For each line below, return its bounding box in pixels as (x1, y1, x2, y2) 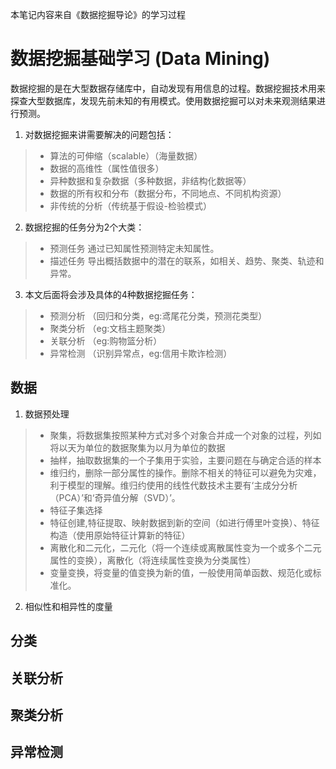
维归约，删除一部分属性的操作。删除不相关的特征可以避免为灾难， (49, 466, 322, 478)
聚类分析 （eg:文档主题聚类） (49, 322, 172, 334)
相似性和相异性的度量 (24, 600, 113, 612)
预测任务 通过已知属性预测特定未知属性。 (49, 242, 220, 254)
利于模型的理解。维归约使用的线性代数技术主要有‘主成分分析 (49, 479, 298, 491)
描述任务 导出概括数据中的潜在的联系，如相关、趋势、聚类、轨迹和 (49, 254, 325, 267)
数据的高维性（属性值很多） (49, 162, 165, 174)
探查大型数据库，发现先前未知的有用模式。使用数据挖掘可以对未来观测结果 (10, 94, 317, 107)
